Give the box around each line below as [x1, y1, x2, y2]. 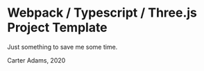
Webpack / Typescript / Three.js [7, 5, 198, 21]
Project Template [7, 19, 108, 35]
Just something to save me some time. [7, 42, 118, 51]
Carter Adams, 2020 [7, 56, 66, 64]
